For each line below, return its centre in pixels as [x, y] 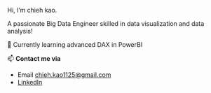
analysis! [20, 31]
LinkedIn [30, 82]
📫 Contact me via [34, 58]
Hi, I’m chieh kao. [32, 10]
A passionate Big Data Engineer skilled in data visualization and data [106, 23]
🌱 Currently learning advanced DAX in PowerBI [75, 44]
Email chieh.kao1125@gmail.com [64, 75]
